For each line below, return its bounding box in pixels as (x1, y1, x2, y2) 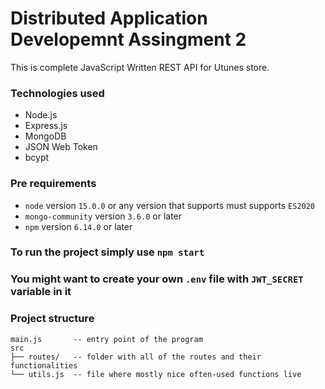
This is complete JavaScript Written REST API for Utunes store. (10, 61, 270, 73)
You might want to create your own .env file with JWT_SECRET (10, 272, 304, 286)
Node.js (24, 109, 58, 121)
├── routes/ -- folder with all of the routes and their (10, 352, 262, 362)
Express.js (24, 120, 68, 132)
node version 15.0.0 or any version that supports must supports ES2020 (24, 199, 316, 211)
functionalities (10, 360, 78, 371)
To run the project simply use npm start (10, 245, 205, 259)
